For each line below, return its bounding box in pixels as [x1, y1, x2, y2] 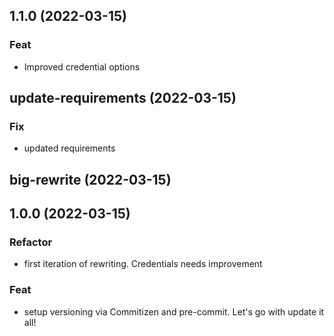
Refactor [9, 235, 53, 249]
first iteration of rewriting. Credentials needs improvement [23, 258, 263, 270]
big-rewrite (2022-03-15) [9, 171, 172, 188]
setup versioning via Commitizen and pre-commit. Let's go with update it [23, 305, 325, 318]
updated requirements [23, 142, 116, 154]
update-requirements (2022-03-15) [9, 90, 237, 107]
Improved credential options [23, 60, 141, 73]
